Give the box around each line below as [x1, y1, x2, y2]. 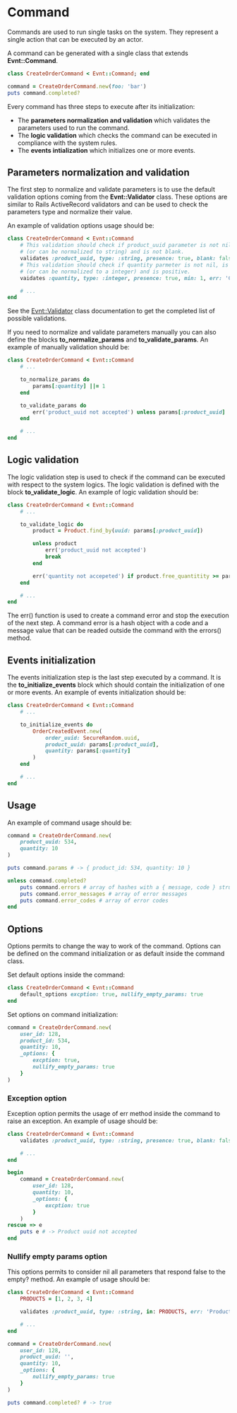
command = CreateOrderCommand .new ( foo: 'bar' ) [7, 83, 147, 90]
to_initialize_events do [20, 721, 93, 728]
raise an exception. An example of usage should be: [7, 1117, 158, 1125]
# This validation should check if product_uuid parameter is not [20, 242, 219, 249]
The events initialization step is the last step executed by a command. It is [7, 673, 221, 682]
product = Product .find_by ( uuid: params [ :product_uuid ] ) [32, 528, 203, 535]
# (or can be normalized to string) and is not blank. [20, 248, 185, 255]
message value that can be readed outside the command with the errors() [7, 627, 222, 635]
